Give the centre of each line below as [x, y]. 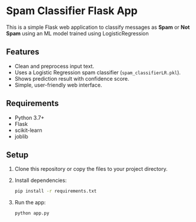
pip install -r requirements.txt [56, 191]
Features [23, 52]
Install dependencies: [41, 180]
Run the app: [30, 203]
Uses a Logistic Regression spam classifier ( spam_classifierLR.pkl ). [98, 72]
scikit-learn [28, 130]
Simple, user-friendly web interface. [58, 85]
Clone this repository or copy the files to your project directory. [91, 169]
